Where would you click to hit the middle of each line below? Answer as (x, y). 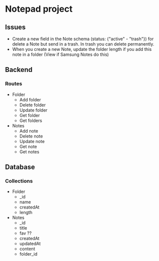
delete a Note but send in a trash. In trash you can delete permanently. (83, 44)
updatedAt (30, 244)
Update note (32, 141)
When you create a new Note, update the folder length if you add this (82, 49)
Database (20, 167)
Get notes (29, 152)
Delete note (31, 136)
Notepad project (39, 9)
